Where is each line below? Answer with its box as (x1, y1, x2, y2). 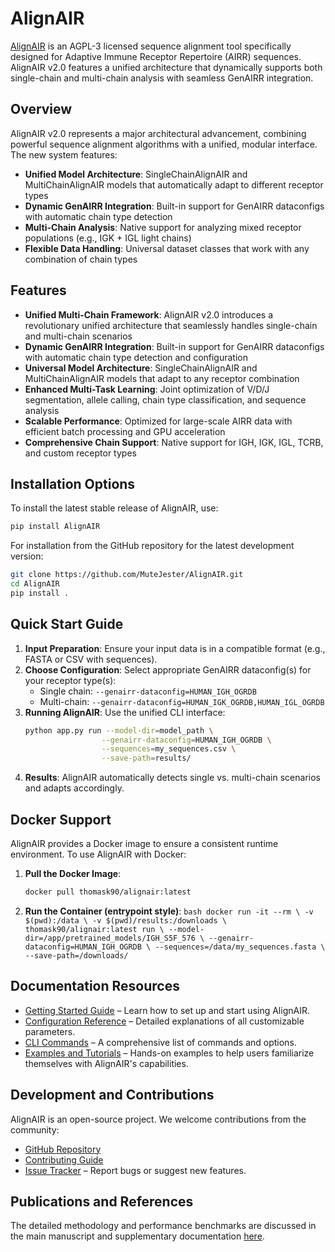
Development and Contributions (10, 1087, 215, 1104)
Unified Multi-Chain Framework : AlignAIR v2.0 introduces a (24, 308, 273, 321)
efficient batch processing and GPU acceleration (24, 425, 226, 437)
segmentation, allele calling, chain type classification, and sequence (24, 393, 307, 406)
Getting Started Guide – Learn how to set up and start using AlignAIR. (24, 1004, 310, 1016)
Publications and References (10, 1193, 194, 1210)
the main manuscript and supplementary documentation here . (10, 1230, 265, 1242)
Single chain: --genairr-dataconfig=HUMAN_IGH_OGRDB (39, 685, 257, 697)
